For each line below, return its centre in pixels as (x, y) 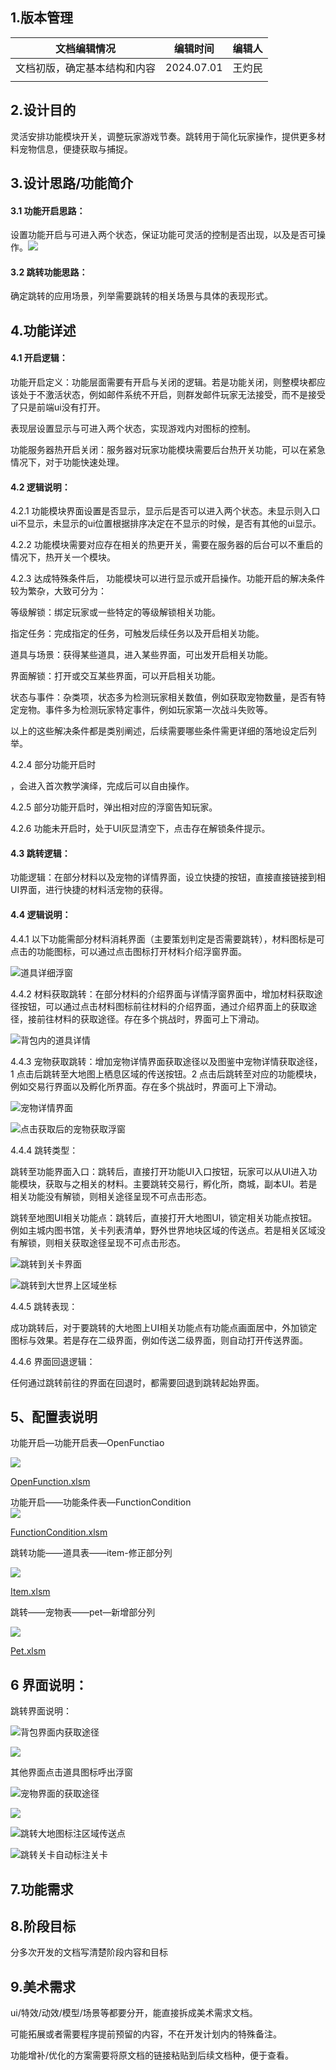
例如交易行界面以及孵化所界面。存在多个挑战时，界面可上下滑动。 (146, 1086)
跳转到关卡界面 (51, 1264)
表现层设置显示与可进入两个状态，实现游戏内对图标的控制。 (133, 429)
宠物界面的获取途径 (60, 1794)
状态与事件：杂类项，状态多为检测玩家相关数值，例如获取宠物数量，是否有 (163, 697)
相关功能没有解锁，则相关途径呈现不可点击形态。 (111, 1196)
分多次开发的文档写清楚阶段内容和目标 (89, 1952)
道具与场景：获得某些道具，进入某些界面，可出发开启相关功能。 (141, 655)
